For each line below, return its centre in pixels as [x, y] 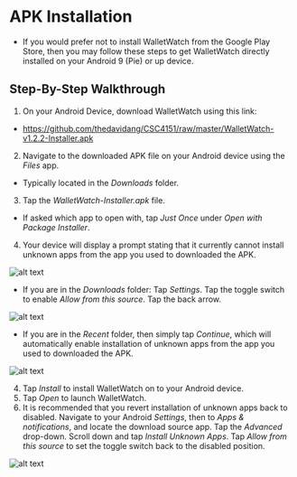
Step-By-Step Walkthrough [88, 89]
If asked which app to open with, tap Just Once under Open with [143, 218]
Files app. [41, 165]
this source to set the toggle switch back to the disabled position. [144, 445]
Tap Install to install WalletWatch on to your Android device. [133, 388]
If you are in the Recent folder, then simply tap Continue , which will [147, 334]
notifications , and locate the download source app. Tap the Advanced [152, 426]
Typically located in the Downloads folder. [100, 182]
